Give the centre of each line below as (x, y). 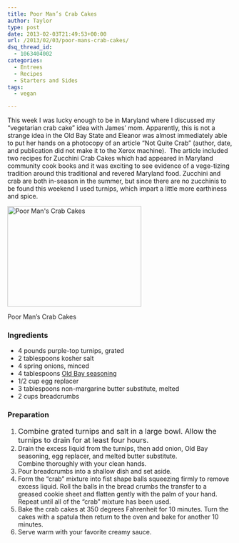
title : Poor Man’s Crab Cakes (52, 14)
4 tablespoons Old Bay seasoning (67, 374)
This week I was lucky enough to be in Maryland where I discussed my (111, 120)
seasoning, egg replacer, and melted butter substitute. (97, 456)
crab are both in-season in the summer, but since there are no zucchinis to (117, 181)
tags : (15, 87)
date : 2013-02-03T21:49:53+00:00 (57, 34)
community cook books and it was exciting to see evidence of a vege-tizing (118, 166)
